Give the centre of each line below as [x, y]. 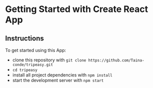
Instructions [24, 38]
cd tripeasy [25, 70]
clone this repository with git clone [49, 60]
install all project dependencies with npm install [62, 75]
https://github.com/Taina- [116, 60]
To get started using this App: [36, 50]
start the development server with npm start [58, 80]
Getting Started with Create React [77, 9]
